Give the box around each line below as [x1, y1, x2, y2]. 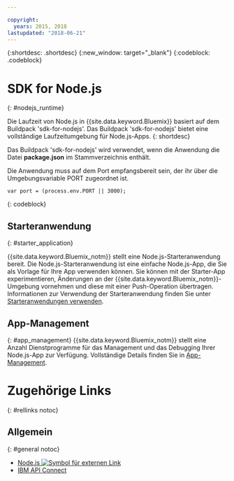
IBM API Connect [17, 466, 67, 474]
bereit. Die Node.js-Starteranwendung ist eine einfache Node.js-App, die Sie [7, 260, 227, 268]
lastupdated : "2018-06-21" [7, 29, 86, 36]
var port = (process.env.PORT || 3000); [7, 188, 127, 195]
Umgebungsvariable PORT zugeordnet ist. [7, 174, 129, 183]
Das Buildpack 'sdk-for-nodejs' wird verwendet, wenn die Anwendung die [7, 146, 220, 154]
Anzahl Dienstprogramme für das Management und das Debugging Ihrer [7, 343, 216, 351]
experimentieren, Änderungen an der [7, 274, 114, 284]
